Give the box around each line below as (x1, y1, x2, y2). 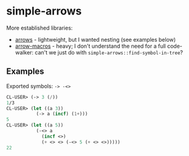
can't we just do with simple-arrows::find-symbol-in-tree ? (35, 48, 184, 56)
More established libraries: (6, 24, 73, 31)
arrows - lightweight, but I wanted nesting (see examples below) (15, 36, 176, 43)
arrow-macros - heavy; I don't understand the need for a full (15, 42, 166, 50)
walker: (15, 48, 34, 56)
